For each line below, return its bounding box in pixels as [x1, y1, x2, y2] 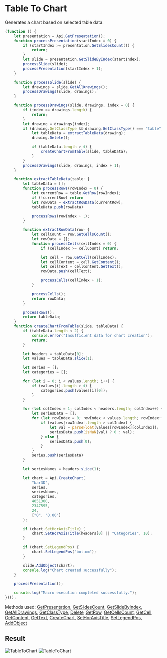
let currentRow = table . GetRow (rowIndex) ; [31, 191, 121, 196]
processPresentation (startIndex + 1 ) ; [23, 66, 103, 71]
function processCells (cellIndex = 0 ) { [31, 241, 117, 246]
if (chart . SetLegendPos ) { [23, 545, 79, 550]
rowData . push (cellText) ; [40, 269, 92, 274]
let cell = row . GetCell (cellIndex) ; [40, 255, 117, 260]
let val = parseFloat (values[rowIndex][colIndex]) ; [49, 425, 159, 430]
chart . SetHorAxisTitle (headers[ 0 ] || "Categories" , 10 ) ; [31, 531, 153, 536]
